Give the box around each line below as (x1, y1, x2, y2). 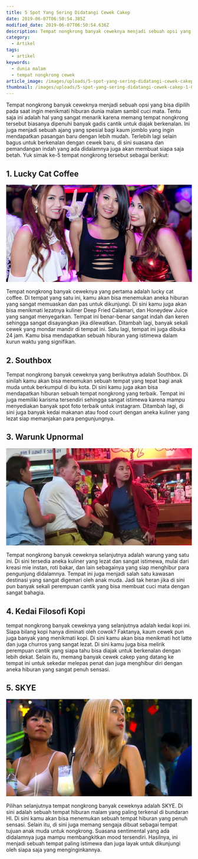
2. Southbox (6, 355, 52, 365)
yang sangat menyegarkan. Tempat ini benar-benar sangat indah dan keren (6, 313, 189, 320)
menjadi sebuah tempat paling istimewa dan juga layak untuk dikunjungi (6, 840, 181, 847)
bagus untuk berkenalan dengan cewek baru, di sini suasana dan (6, 139, 164, 146)
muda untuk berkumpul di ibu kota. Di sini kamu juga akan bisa (6, 384, 158, 391)
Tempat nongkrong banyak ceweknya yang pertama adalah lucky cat (6, 288, 174, 295)
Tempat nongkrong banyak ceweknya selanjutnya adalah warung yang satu (6, 552, 190, 559)
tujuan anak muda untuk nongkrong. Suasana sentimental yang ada (6, 828, 170, 835)
